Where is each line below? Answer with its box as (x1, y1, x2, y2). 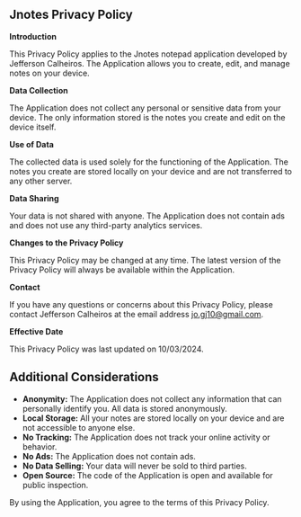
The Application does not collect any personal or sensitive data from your (9, 103, 281, 113)
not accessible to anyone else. (22, 422, 136, 432)
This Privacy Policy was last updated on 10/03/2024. (9, 343, 204, 354)
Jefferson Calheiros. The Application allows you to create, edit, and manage (9, 58, 290, 68)
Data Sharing (9, 192, 60, 203)
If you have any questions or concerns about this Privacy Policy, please (9, 299, 274, 309)
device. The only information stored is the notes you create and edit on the (9, 111, 286, 122)
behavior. (22, 441, 58, 452)
